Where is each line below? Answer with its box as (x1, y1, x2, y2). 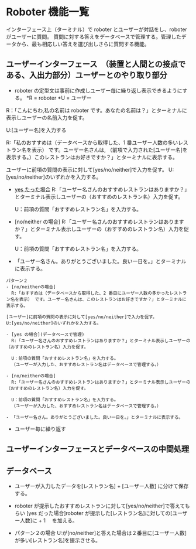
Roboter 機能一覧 (6, 5, 90, 19)
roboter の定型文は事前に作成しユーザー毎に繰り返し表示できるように (14, 87, 183, 94)
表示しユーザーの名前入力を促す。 (6, 114, 88, 121)
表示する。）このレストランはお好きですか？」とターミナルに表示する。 (6, 154, 178, 161)
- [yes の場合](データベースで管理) (6, 332, 85, 337)
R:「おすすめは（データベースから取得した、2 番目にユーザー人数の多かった (11, 290, 170, 296)
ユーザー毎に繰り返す (14, 425, 66, 432)
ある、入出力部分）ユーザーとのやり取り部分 (6, 70, 168, 80)
